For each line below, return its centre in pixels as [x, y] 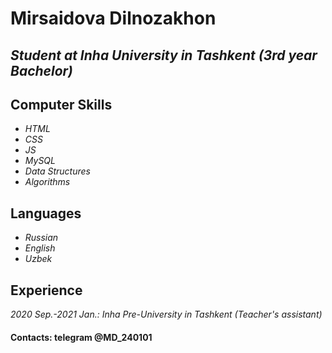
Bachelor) [41, 70]
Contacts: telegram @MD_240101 [81, 337]
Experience [46, 290]
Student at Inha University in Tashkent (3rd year [164, 55]
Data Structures [57, 171]
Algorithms [47, 182]
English [40, 248]
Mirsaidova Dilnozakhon [113, 18]
